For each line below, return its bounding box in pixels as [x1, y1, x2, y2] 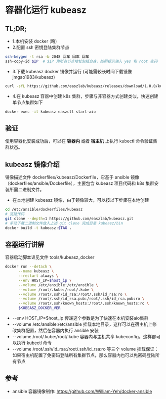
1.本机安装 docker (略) [12, 38, 57, 44]
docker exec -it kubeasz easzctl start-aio [5, 109, 96, 114]
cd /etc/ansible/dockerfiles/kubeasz [5, 207, 83, 212]
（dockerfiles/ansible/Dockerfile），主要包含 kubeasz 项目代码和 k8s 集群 [5, 180, 155, 186]
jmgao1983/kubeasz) [12, 74, 55, 80]
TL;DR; [5, 24, 27, 33]
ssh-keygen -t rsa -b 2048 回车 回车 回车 [5, 54, 89, 59]
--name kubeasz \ [18, 269, 54, 274]
